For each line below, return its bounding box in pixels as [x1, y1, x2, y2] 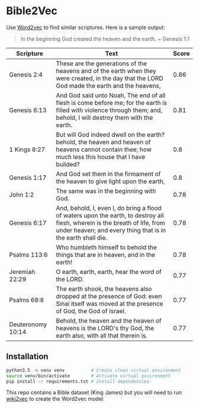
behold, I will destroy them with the [56, 113, 153, 122]
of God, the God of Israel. [56, 307, 126, 315]
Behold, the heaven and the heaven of [56, 316, 162, 324]
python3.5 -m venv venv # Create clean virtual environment [6, 367, 182, 373]
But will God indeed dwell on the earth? [56, 130, 165, 139]
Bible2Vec [6, 4, 58, 18]
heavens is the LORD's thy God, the [56, 324, 155, 332]
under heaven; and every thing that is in [56, 226, 166, 234]
